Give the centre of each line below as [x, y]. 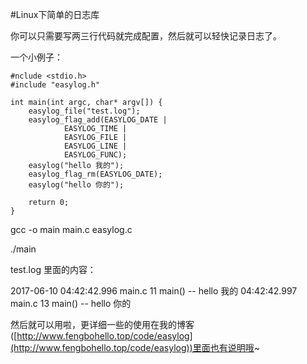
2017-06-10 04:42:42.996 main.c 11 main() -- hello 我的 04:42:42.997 [154, 291]
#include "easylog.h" [55, 85]
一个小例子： [36, 57]
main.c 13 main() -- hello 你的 [71, 303]
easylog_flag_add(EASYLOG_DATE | [98, 120]
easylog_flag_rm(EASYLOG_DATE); [95, 174]
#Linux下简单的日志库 [55, 14]
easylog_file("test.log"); [84, 111]
